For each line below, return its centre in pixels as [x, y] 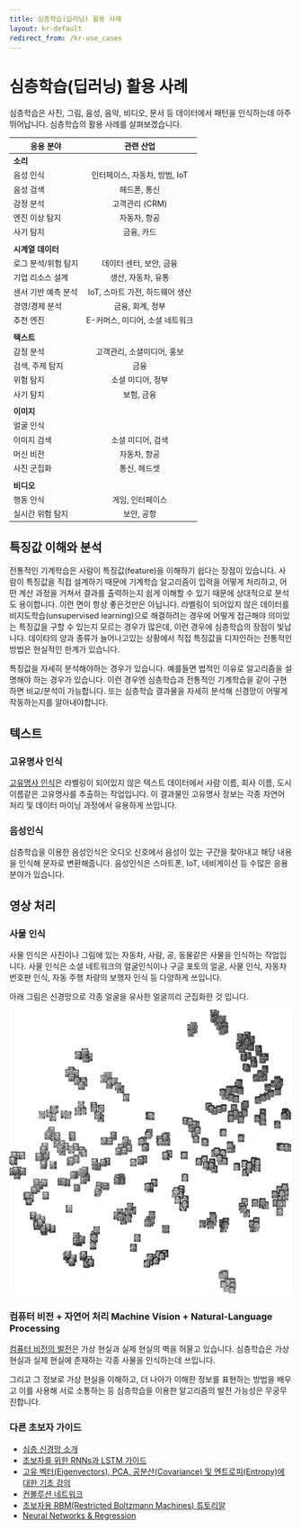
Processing [35, 1328]
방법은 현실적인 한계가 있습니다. [65, 649]
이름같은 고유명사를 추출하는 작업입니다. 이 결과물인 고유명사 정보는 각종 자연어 [147, 794]
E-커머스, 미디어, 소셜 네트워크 [140, 321]
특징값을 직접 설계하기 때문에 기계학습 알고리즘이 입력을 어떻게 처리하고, [152, 582]
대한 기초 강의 [46, 1482]
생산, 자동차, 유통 [140, 277]
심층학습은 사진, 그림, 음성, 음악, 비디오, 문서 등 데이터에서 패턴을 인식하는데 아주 [150, 113]
